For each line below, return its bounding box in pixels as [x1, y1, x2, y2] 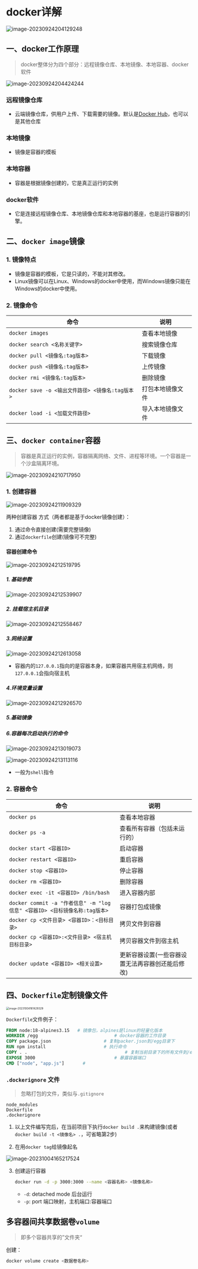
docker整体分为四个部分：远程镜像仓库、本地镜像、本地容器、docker [20, 60, 189, 68]
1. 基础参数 [6, 576, 32, 583]
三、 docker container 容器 [6, 436, 101, 446]
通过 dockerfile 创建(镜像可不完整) [14, 533, 97, 541]
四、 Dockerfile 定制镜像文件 [6, 991, 108, 1001]
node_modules [6, 1102, 38, 1108]
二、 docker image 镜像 [6, 236, 85, 246]
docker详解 [6, 5, 62, 19]
